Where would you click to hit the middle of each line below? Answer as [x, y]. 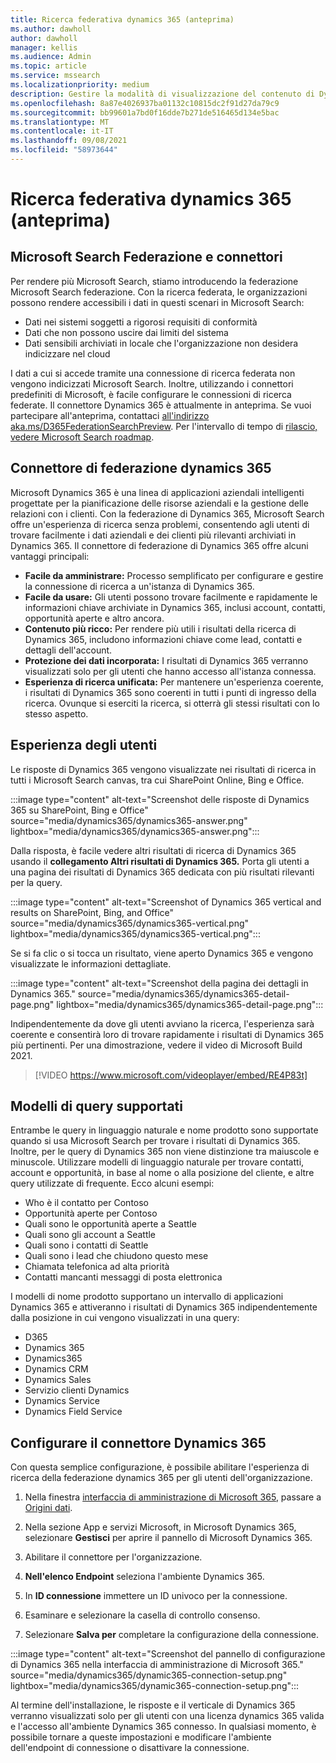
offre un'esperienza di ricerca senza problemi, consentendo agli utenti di [160, 524]
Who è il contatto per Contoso [87, 1203]
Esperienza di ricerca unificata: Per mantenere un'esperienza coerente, [174, 682]
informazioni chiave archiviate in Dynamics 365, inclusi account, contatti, [175, 607]
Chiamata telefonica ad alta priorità [97, 1267]
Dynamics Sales [58, 1380]
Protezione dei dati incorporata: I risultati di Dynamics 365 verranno [166, 660]
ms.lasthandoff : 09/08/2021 [69, 141]
